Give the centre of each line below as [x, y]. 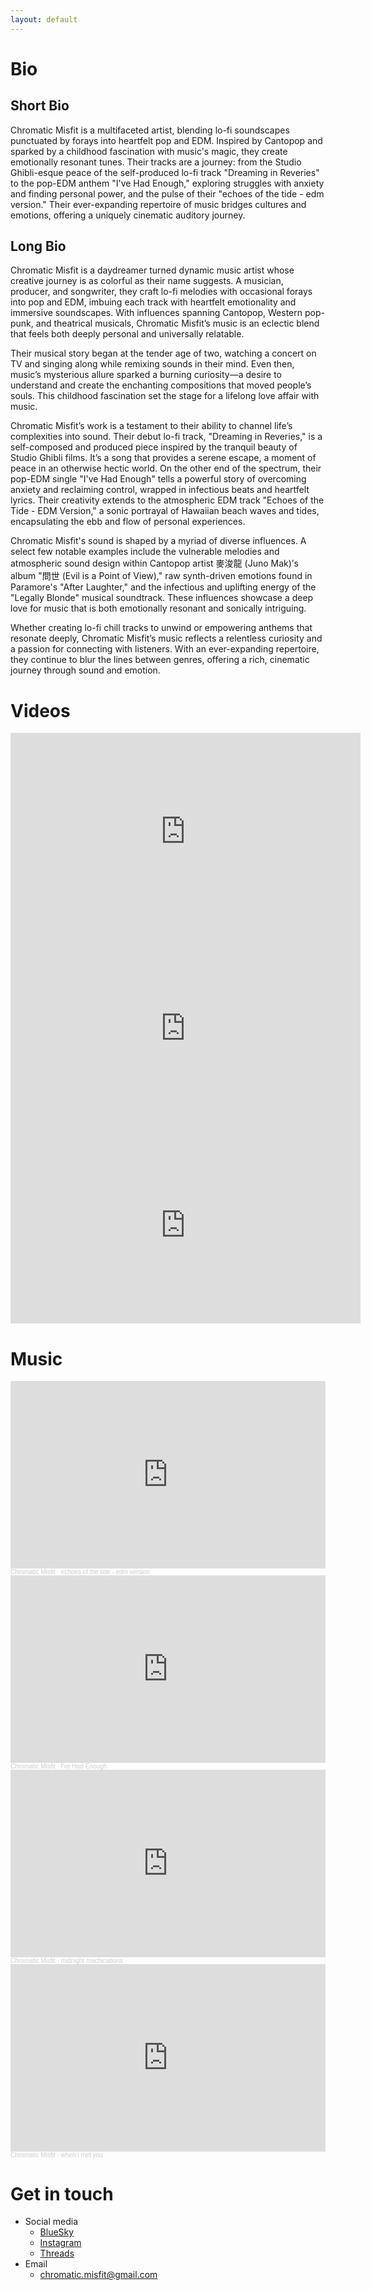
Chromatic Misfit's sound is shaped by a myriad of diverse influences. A [158, 541]
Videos [40, 710]
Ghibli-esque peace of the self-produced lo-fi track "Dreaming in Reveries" [165, 172]
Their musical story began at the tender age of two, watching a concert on [163, 353]
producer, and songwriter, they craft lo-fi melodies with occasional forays [161, 292]
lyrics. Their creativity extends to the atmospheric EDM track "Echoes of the [167, 500]
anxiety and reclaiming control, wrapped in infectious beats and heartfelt [160, 490]
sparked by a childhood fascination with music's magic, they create [149, 151]
